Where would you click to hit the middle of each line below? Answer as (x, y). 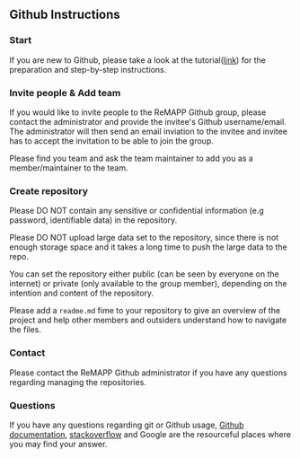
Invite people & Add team (65, 92)
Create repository (49, 190)
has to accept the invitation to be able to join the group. (111, 141)
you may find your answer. (58, 444)
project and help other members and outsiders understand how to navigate (148, 320)
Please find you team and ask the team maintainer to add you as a (131, 158)
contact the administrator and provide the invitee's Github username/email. (148, 121)
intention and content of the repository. (82, 293)
